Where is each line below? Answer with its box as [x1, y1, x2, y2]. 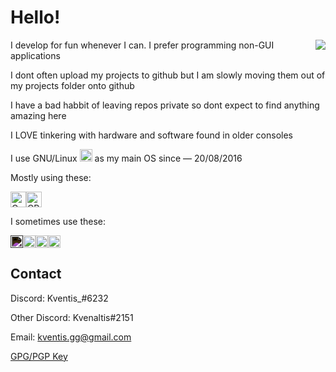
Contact [10, 266, 62, 283]
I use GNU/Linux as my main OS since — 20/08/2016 [10, 152, 243, 164]
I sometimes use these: [10, 215, 107, 227]
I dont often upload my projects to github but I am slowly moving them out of [10, 69, 326, 81]
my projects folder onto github [10, 79, 135, 91]
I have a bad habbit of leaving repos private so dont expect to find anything [10, 99, 320, 111]
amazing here [10, 109, 67, 121]
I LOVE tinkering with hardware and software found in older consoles [10, 129, 293, 141]
